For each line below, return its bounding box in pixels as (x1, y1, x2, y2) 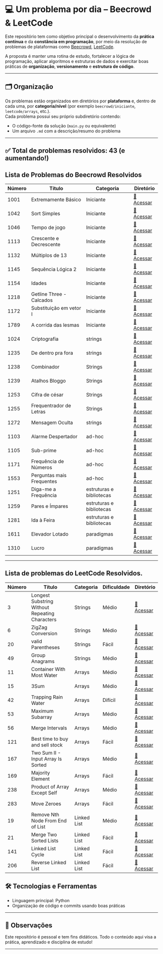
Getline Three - (31, 290, 67, 297)
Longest (31, 592, 50, 599)
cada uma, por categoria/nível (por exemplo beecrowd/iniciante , (5, 103, 136, 109)
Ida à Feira (31, 517, 55, 524)
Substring (31, 598, 53, 604)
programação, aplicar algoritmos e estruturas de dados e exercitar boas (5, 58, 149, 64)
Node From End (31, 817, 67, 824)
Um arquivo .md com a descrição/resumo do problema (12, 128, 121, 134)
